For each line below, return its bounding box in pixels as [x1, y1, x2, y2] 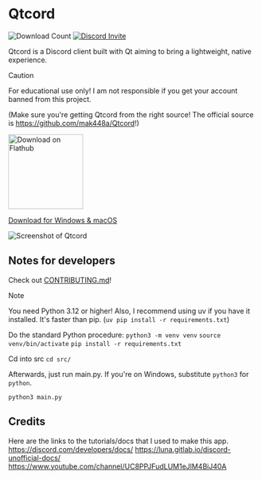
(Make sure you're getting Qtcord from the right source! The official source [8, 109, 254, 120]
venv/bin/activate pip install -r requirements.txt [8, 340, 182, 347]
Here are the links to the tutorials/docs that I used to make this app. [8, 436, 229, 446]
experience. [8, 55, 48, 65]
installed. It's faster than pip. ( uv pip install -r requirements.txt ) [8, 314, 230, 324]
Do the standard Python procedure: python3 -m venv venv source [8, 330, 221, 340]
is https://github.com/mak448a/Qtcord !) [8, 118, 139, 128]
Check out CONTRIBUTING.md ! [8, 275, 112, 285]
